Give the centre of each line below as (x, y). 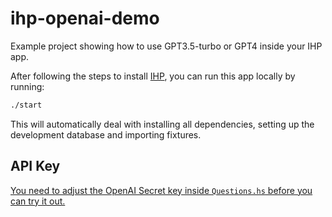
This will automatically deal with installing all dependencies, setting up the (162, 124)
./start (26, 105)
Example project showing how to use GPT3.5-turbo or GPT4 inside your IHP (166, 46)
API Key (35, 166)
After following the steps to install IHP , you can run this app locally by (153, 76)
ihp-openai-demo (85, 18)
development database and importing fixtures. (106, 134)
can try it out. (38, 201)
